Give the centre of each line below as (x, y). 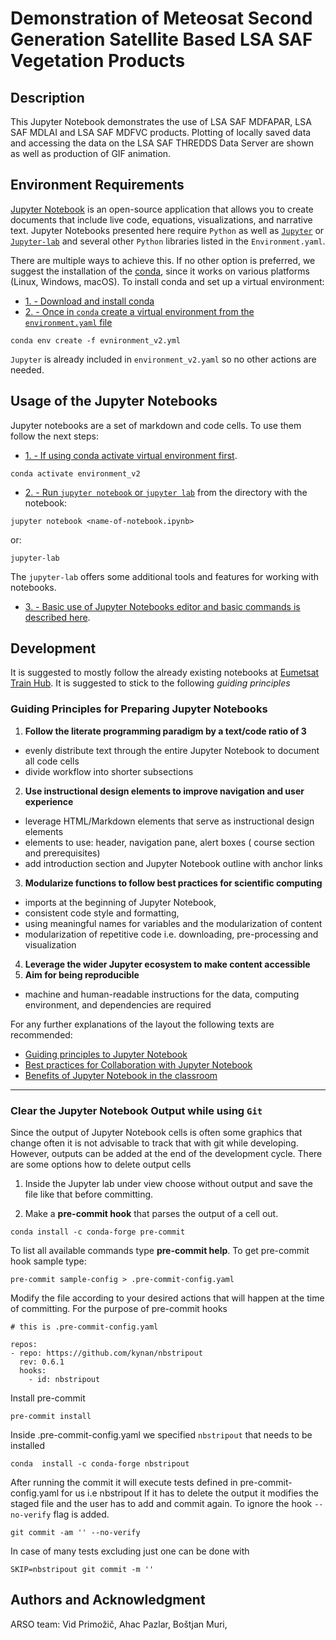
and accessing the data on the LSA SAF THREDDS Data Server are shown (162, 143)
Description (47, 97)
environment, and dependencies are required (118, 1004)
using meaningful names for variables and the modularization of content (173, 923)
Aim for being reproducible (82, 974)
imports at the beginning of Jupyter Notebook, (120, 902)
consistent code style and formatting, (102, 913)
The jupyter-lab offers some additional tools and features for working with (164, 576)
